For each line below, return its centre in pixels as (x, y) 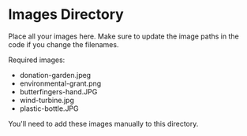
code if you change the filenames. (64, 44)
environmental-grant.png (60, 83)
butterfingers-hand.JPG (58, 91)
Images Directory (66, 15)
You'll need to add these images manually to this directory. (103, 123)
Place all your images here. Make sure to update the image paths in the (123, 36)
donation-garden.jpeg (55, 75)
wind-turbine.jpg (47, 100)
